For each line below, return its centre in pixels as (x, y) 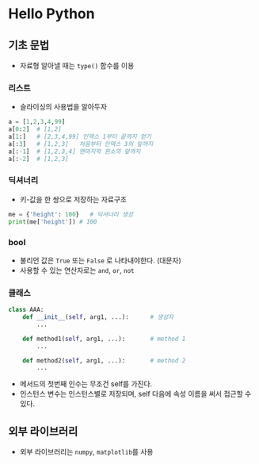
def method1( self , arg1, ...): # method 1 (104, 339)
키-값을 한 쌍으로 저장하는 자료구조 (73, 199)
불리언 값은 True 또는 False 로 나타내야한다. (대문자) (101, 260)
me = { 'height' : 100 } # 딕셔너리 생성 (70, 214)
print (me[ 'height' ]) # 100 (53, 222)
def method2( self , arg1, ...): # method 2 (104, 360)
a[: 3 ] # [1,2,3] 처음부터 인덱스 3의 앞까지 (81, 144)
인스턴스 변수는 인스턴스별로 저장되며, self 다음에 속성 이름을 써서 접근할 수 (135, 394)
